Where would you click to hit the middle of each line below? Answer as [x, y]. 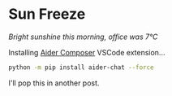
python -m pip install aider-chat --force [81, 67]
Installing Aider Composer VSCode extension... [87, 52]
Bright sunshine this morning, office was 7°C [83, 37]
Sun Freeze [47, 14]
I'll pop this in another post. [54, 83]
